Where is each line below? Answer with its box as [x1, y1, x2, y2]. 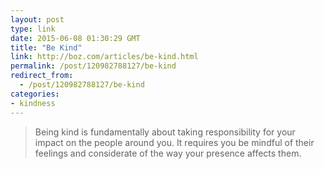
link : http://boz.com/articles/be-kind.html [10, 52, 199, 62]
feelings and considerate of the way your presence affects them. [34, 147, 302, 159]
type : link [10, 24, 56, 34]
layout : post [10, 14, 65, 25]
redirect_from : [10, 71, 74, 81]
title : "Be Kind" [10, 42, 83, 53]
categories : [10, 89, 60, 99]
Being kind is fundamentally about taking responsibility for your [34, 126, 296, 138]
